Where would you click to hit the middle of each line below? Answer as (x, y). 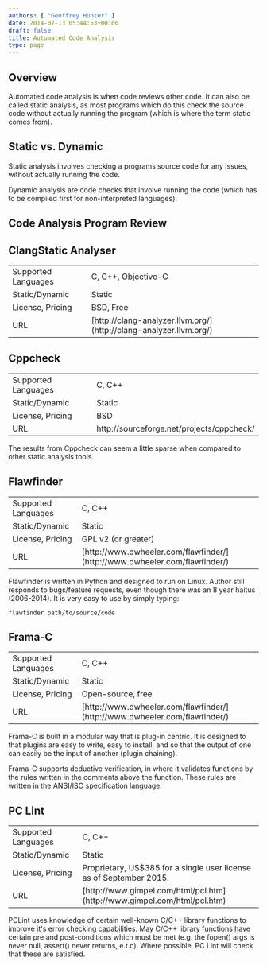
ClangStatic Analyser (62, 250)
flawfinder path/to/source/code (62, 613)
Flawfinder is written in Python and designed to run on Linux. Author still (126, 581)
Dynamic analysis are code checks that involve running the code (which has (133, 190)
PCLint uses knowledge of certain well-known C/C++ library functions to (127, 920)
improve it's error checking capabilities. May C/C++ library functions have (130, 929)
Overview (33, 78)
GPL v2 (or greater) (118, 539)
